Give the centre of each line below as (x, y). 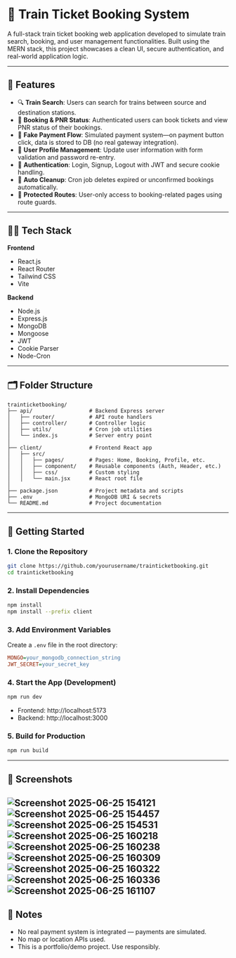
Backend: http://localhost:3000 (63, 718)
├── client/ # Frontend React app (80, 448)
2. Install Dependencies (48, 590)
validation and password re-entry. (66, 157)
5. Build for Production (46, 736)
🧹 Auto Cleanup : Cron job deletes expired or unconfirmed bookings (116, 179)
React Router (36, 268)
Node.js (29, 311)
